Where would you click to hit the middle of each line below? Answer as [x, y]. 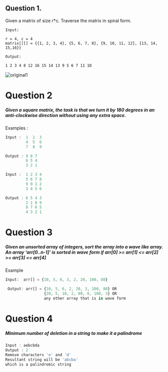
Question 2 [29, 96]
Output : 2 [17, 350]
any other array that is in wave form [85, 298]
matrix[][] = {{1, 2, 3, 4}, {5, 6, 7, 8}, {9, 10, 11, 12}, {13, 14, [81, 43]
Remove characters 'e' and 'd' [38, 355]
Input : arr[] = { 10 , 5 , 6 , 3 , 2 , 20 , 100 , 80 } [57, 280]
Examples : [17, 128]
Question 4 [29, 319]
